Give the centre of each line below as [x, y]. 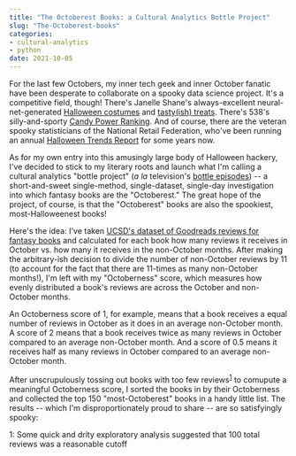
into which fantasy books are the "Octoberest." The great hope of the [135, 195]
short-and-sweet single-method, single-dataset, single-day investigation [141, 185]
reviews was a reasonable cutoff [68, 444]
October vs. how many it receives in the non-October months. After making [146, 250]
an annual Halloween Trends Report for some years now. [112, 140]
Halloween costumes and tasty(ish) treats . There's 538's [167, 112]
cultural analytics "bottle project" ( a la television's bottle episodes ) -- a [138, 176]
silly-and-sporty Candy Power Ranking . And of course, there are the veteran [148, 121]
